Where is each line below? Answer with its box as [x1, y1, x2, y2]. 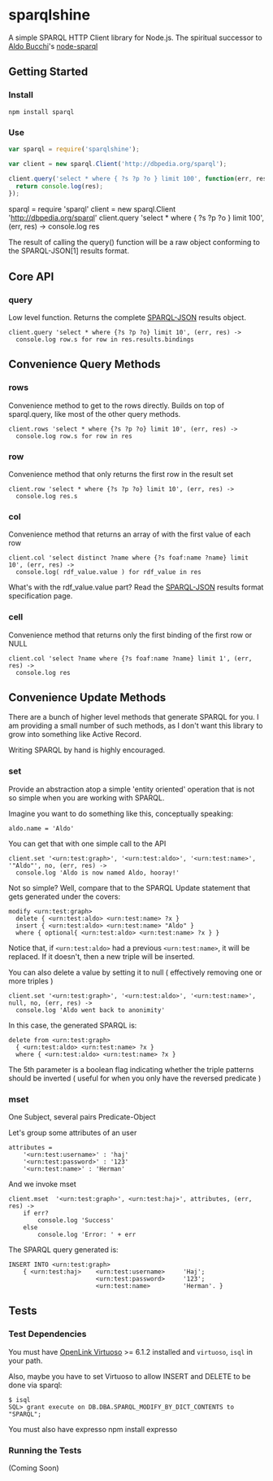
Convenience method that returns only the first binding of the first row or [8, 629, 253, 640]
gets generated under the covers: [8, 892, 120, 901]
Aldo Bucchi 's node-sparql [8, 41, 98, 50]
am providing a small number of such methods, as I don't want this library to [8, 721, 263, 730]
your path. [8, 1356, 43, 1365]
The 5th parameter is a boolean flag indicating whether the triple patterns [8, 1064, 254, 1074]
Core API [8, 269, 54, 283]
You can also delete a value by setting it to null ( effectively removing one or [8, 967, 262, 977]
